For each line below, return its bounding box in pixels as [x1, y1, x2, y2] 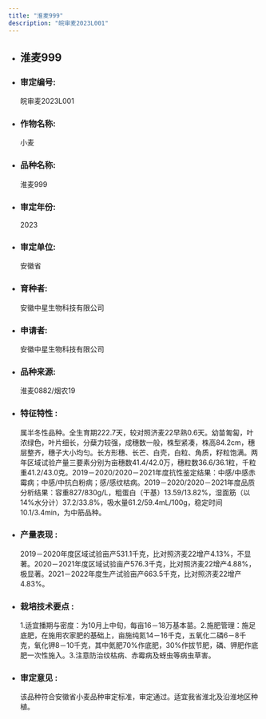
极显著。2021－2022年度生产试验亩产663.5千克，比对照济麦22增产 [19, 569, 242, 578]
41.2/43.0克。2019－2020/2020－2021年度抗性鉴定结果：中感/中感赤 [26, 467, 256, 477]
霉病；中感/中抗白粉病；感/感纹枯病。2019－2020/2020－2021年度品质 [19, 477, 256, 487]
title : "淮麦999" [8, 11, 64, 20]
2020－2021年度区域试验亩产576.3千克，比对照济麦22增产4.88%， [34, 558, 256, 568]
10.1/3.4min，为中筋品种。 [19, 507, 106, 517]
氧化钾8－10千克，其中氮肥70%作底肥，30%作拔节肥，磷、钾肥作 [34, 641, 252, 650]
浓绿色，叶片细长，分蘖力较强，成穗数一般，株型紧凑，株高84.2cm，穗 [19, 437, 256, 447]
